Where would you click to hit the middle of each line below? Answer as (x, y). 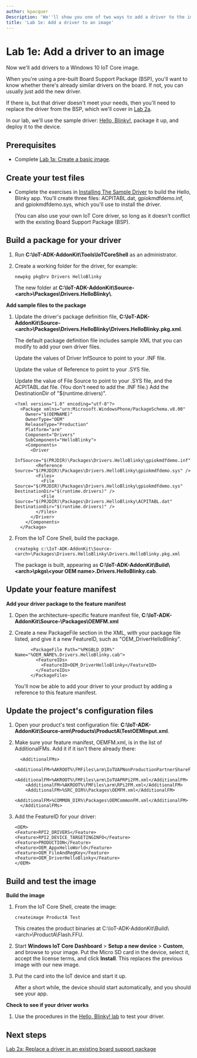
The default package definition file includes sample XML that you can (98, 340)
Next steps (26, 1035)
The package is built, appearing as (56, 565)
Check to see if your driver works (47, 1005)
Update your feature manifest (61, 589)
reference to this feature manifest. (56, 692)
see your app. (31, 994)
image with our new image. (47, 965)
